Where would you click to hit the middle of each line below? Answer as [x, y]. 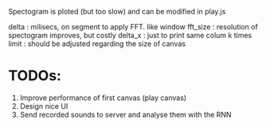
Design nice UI [44, 106]
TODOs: [35, 76]
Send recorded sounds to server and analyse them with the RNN [125, 114]
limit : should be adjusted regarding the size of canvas [97, 44]
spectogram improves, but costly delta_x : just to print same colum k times [130, 35]
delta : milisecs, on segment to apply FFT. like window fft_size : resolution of [133, 27]
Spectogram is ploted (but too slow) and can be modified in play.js [117, 12]
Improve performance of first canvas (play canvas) [103, 98]
